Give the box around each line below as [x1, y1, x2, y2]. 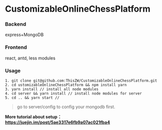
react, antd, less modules [5, 55, 56, 61]
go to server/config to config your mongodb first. [16, 104, 115, 110]
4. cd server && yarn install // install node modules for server [5, 91, 142, 96]
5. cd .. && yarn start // [5, 95, 60, 100]
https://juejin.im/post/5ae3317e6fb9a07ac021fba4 [5, 119, 110, 125]
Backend [5, 21, 27, 28]
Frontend [5, 44, 27, 51]
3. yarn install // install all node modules [5, 87, 98, 92]
